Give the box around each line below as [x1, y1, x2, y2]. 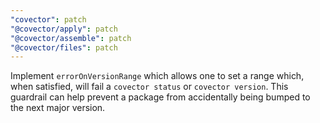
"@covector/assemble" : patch [10, 33, 132, 43]
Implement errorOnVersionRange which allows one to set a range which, [10, 70, 305, 82]
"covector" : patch [10, 14, 87, 25]
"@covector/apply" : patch [10, 24, 118, 34]
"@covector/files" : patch [10, 42, 118, 53]
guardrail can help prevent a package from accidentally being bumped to [10, 91, 311, 103]
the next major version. [10, 102, 106, 114]
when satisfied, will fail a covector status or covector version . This [10, 81, 289, 93]
